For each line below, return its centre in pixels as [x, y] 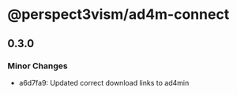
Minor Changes [38, 66]
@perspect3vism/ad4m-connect [118, 15]
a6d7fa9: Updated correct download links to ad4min [104, 82]
